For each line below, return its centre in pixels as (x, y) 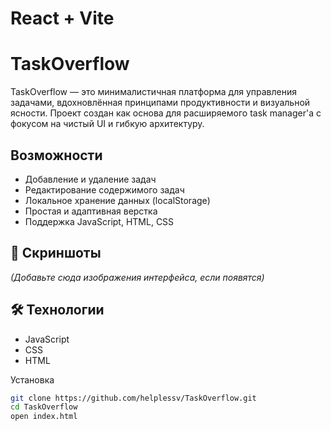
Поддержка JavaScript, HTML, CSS (99, 221)
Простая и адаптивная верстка (91, 211)
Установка (32, 379)
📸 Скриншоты (56, 253)
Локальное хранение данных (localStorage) (117, 200)
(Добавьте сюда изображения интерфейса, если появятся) (137, 277)
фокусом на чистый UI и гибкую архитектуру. (107, 124)
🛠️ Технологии (57, 310)
